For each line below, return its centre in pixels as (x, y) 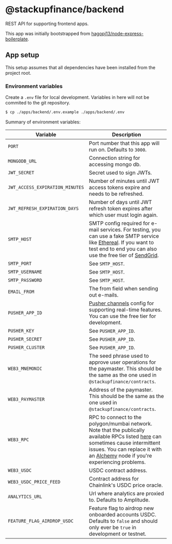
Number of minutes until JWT (124, 181)
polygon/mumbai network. (121, 424)
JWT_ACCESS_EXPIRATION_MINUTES (46, 187)
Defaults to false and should (123, 521)
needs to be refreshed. (116, 194)
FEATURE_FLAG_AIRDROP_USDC (41, 521)
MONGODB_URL (23, 161)
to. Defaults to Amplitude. (119, 499)
